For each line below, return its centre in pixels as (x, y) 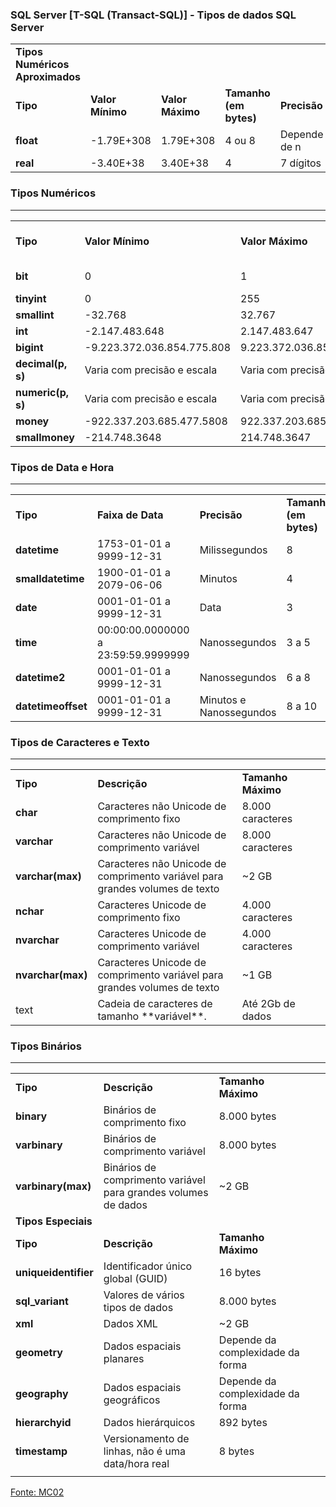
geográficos (132, 1400)
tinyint (31, 298)
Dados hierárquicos (149, 1423)
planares (124, 1359)
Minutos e (223, 700)
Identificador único (148, 1266)
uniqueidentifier (54, 1273)
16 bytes (240, 1273)
